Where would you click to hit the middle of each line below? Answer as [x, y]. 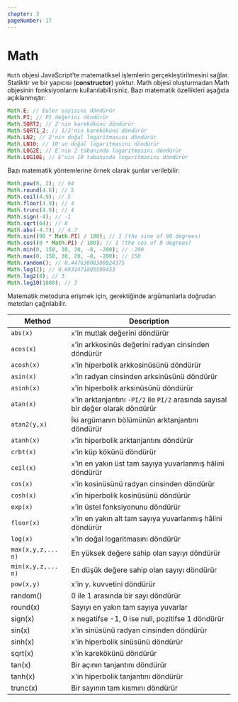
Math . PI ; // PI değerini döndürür [58, 118]
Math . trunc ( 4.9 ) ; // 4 [41, 210]
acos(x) [24, 349]
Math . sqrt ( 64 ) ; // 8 [38, 223]
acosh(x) [25, 365]
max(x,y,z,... [35, 550]
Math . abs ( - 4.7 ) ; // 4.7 [42, 230]
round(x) [25, 608]
